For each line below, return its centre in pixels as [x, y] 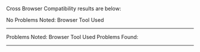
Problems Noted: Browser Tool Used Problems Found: [72, 37]
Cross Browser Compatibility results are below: [64, 9]
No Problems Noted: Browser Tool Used [55, 20]
